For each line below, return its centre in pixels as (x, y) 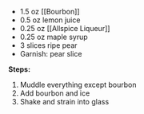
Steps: (19, 69)
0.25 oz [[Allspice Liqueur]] (65, 28)
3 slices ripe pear (48, 45)
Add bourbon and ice (55, 93)
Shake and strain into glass (64, 102)
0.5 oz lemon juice (50, 20)
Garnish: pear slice (51, 54)
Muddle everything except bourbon (78, 85)
